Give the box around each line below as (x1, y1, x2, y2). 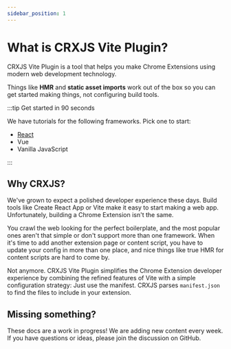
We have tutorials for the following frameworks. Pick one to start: (7, 117, 191, 125)
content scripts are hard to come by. (7, 254, 110, 262)
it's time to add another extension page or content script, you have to (7, 238, 203, 247)
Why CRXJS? (7, 178, 65, 190)
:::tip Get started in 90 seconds (7, 104, 95, 112)
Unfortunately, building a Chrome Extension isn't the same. (7, 211, 174, 219)
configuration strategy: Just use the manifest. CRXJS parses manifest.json (7, 281, 220, 289)
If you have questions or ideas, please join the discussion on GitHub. (7, 334, 201, 342)
